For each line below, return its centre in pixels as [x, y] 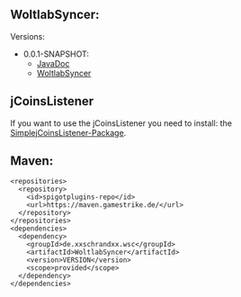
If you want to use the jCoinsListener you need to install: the [121, 123]
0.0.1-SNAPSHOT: [56, 54]
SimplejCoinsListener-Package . [68, 132]
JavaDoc [53, 63]
